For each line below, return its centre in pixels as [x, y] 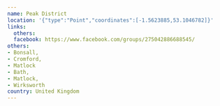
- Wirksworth [26, 85]
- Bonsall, [23, 53]
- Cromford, [24, 59]
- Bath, [19, 72]
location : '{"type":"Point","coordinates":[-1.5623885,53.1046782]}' [111, 20]
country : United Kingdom [43, 91]
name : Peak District [37, 14]
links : [17, 26]
